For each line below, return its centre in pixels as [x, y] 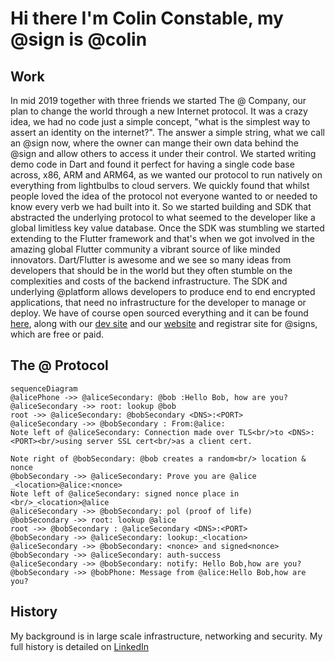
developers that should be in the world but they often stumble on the [151, 270]
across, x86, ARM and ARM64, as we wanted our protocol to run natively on [166, 175]
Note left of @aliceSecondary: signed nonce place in [125, 493]
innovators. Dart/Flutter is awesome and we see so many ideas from [151, 260]
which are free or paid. [57, 334]
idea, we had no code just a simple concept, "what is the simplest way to [160, 121]
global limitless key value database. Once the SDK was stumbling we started [167, 228]
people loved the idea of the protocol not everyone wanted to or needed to [164, 196]
